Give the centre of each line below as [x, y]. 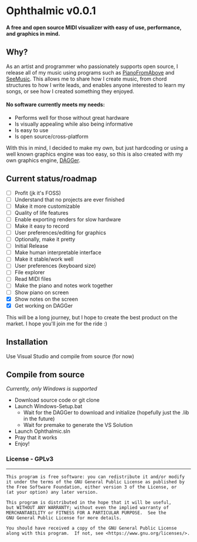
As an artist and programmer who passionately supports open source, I [92, 66]
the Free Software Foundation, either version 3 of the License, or [91, 487]
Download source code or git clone [57, 400]
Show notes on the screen [46, 299]
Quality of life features [41, 213]
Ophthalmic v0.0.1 [51, 11]
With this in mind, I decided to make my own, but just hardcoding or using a [97, 147]
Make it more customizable [47, 206]
